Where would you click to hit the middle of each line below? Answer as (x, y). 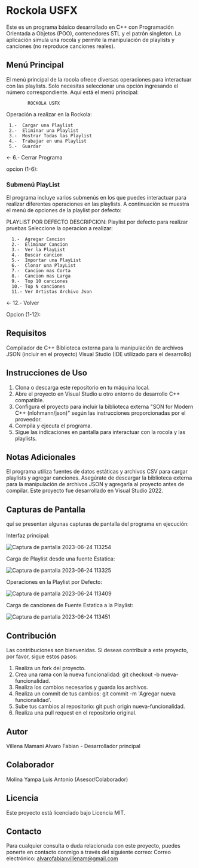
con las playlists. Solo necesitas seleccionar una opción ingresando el (92, 86)
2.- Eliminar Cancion (40, 245)
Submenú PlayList (33, 185)
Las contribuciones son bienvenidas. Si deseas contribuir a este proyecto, (97, 650)
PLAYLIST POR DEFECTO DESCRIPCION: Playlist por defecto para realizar (97, 222)
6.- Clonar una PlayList (44, 266)
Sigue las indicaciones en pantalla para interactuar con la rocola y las (100, 432)
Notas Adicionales (41, 457)
